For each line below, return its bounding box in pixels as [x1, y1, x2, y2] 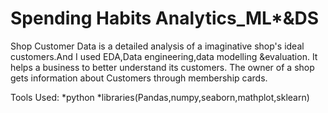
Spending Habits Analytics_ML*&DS [10, 7, 320, 30]
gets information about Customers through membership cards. [10, 72, 268, 84]
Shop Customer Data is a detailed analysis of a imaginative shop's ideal [10, 40, 305, 52]
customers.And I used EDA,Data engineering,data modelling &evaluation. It [10, 50, 318, 62]
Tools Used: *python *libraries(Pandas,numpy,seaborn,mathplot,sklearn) [10, 91, 310, 103]
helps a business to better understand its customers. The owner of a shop [10, 61, 315, 73]
